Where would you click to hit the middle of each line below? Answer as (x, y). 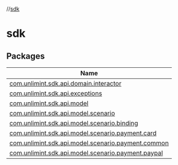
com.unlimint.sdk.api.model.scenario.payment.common (89, 143)
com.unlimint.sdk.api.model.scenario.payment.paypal (86, 153)
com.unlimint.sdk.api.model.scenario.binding (74, 123)
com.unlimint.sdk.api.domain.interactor (65, 83)
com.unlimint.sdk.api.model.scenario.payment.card (83, 133)
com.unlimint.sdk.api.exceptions (56, 93)
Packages (25, 56)
